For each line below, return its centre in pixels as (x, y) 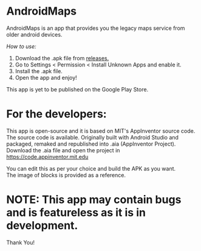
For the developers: (57, 114)
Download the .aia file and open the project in (63, 150)
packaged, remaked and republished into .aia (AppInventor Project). (91, 144)
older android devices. (34, 34)
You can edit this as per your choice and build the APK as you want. (91, 168)
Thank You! (21, 242)
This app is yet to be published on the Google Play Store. (77, 89)
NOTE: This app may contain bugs (94, 200)
